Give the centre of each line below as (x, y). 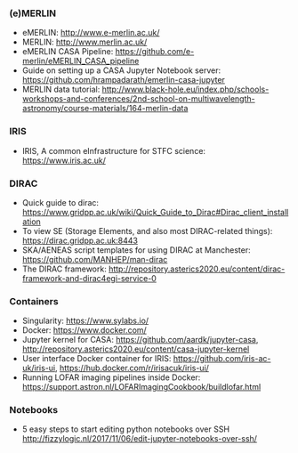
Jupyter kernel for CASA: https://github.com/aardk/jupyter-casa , (140, 340)
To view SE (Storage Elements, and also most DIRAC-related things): (147, 231)
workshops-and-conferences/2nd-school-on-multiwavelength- (138, 99)
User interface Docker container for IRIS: (97, 359)
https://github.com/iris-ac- (222, 359)
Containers (34, 301)
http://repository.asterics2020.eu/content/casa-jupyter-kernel (136, 349)
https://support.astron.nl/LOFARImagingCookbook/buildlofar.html (141, 387)
